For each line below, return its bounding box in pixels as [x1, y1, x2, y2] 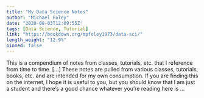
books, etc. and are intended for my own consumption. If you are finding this [6, 72, 199, 79]
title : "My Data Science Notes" [6, 8, 88, 15]
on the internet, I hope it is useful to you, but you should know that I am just [6, 78, 195, 85]
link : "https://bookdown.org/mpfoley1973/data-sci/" [6, 31, 143, 38]
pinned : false [6, 43, 43, 49]
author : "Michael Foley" [6, 15, 69, 21]
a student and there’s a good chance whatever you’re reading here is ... [6, 85, 185, 92]
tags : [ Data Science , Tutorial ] [6, 25, 88, 32]
